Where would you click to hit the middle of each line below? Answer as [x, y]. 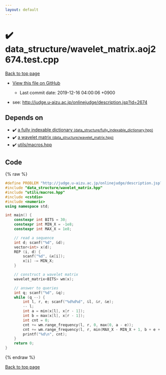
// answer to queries [36, 288]
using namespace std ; [27, 206]
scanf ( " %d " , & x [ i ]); [44, 256]
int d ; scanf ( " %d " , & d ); [40, 242]
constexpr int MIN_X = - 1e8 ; [44, 224]
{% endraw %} [20, 358]
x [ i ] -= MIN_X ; [39, 261]
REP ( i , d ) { [27, 252]
